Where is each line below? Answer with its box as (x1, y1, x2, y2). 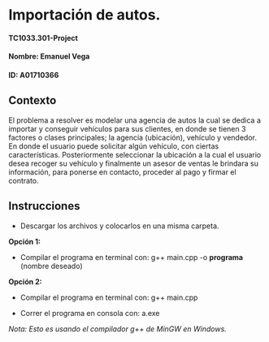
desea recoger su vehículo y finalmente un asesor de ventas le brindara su (8, 158, 258, 168)
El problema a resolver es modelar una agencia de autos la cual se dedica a (8, 115, 262, 125)
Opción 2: (8, 276, 42, 286)
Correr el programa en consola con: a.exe (20, 308, 160, 318)
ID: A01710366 (8, 70, 59, 80)
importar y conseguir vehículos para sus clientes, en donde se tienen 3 (8, 123, 246, 133)
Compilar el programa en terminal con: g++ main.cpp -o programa (20, 252, 244, 262)
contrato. (8, 175, 39, 185)
